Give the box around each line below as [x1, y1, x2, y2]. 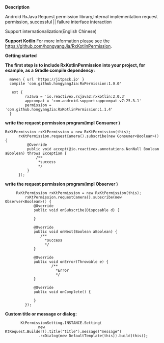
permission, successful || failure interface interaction [5, 19, 112, 25]
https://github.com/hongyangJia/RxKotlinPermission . [5, 43, 112, 49]
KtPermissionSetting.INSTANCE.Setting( [20, 320, 102, 325]
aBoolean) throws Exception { [5, 151, 67, 156]
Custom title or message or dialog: [5, 311, 77, 316]
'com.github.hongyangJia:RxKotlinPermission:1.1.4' [5, 107, 113, 112]
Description [5, 4, 30, 10]
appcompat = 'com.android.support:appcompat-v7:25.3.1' [25, 98, 141, 103]
